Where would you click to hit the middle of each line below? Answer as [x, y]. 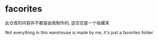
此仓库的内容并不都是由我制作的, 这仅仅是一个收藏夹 [57, 23]
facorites [24, 9]
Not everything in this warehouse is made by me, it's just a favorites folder [79, 32]
